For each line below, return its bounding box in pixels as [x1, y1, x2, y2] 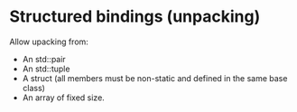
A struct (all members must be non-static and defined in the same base [22, 72, 288, 83]
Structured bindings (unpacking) [9, 6, 261, 27]
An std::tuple [22, 63, 70, 74]
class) [22, 82, 45, 93]
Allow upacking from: [9, 36, 88, 47]
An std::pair [22, 53, 66, 64]
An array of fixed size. [22, 92, 106, 103]
